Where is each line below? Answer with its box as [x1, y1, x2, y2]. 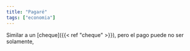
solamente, [6, 38, 35, 45]
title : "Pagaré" [6, 8, 47, 15]
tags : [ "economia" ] [6, 15, 56, 21]
